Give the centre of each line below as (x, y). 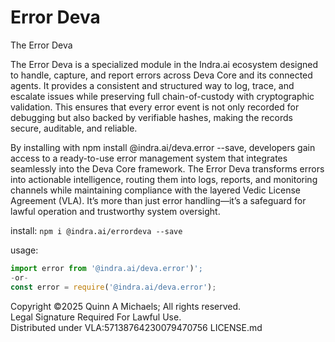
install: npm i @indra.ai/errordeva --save (96, 230)
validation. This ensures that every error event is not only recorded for (155, 107)
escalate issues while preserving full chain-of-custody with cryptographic (162, 96)
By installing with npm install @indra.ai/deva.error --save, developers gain (163, 147)
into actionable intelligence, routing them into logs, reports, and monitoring (164, 179)
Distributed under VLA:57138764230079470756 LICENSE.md (136, 327)
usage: (24, 250)
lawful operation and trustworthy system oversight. (115, 211)
